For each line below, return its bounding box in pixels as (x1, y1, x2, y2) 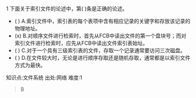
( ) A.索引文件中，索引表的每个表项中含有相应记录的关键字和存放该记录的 (14, 18, 191, 25)
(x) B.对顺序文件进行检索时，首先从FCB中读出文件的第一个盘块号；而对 (14, 32, 187, 39)
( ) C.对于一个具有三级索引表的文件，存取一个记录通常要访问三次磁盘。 (14, 47, 186, 54)
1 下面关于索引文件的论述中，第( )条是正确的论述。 (6, 5, 128, 12)
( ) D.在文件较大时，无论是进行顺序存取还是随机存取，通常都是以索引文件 (14, 55, 191, 61)
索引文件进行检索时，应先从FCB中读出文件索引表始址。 (14, 40, 148, 46)
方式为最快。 (14, 62, 46, 69)
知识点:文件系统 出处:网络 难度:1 (6, 74, 82, 81)
